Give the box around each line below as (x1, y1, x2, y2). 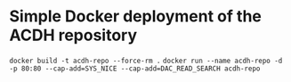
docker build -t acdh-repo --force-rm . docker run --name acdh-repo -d (9, 56, 283, 65)
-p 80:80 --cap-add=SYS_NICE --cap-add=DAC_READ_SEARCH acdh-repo (9, 64, 261, 73)
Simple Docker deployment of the (9, 6, 263, 27)
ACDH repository (9, 25, 138, 45)
